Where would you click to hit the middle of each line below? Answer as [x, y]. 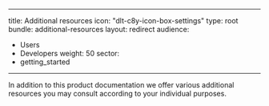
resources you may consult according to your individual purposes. [117, 94]
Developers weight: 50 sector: [70, 53]
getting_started [45, 62]
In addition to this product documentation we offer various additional [121, 85]
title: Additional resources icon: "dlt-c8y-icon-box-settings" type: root [123, 20]
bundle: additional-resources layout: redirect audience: [99, 29]
